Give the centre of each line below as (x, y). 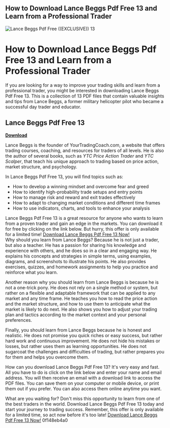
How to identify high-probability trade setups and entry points (77, 192)
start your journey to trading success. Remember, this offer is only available (84, 409)
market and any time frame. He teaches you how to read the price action (81, 298)
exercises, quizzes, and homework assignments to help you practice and (82, 267)
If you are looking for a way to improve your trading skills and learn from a (83, 85)
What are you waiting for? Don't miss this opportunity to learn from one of (83, 398)
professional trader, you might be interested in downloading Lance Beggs (82, 90)
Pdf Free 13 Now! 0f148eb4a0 (36, 420)
